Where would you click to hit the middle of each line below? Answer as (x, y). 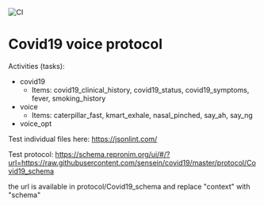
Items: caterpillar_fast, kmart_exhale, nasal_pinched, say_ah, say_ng (142, 115)
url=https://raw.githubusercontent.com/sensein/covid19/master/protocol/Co (132, 162)
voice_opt (36, 124)
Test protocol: (31, 154)
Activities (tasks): (36, 66)
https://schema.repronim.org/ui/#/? (113, 154)
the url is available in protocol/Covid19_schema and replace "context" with (129, 186)
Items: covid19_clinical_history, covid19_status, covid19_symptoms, (140, 90)
